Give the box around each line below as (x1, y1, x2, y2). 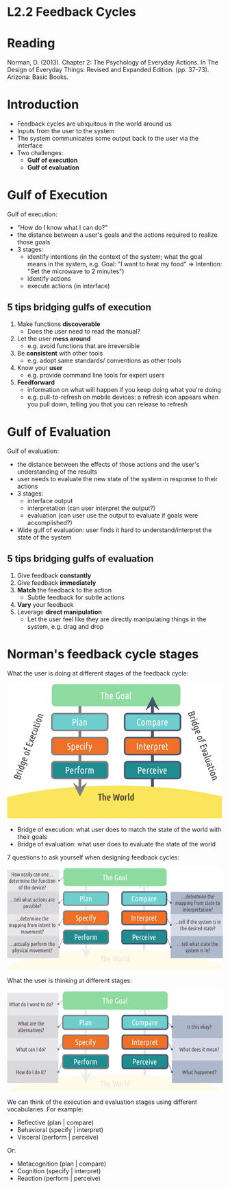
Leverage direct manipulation (16, 608, 103, 616)
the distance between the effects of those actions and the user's (16, 460, 200, 468)
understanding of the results (16, 467, 98, 476)
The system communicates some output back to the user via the (16, 135, 199, 143)
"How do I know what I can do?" (16, 224, 108, 231)
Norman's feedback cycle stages (7, 646, 199, 662)
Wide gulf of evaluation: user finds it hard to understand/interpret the (16, 526, 212, 534)
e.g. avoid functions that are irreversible (27, 341, 140, 350)
